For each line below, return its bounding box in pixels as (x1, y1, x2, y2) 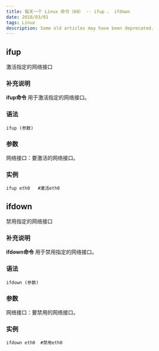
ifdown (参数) (6, 280, 39, 286)
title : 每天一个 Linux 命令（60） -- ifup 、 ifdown (6, 8, 131, 15)
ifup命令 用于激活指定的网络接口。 (6, 94, 90, 101)
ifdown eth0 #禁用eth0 (6, 340, 63, 346)
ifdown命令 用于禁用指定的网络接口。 (6, 248, 97, 255)
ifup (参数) (6, 125, 34, 131)
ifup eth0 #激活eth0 (6, 185, 60, 192)
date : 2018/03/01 (6, 14, 49, 20)
